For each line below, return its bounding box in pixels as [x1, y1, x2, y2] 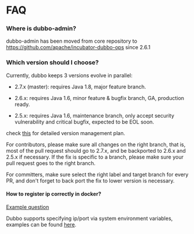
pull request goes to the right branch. [6, 159, 96, 167]
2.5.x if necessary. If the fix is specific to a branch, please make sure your [6, 153, 184, 160]
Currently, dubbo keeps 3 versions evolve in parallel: [6, 71, 133, 79]
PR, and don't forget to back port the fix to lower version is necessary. [6, 177, 175, 184]
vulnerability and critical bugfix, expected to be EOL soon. [14, 118, 154, 125]
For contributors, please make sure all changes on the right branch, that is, [6, 141, 186, 148]
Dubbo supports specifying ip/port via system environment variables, [6, 215, 173, 222]
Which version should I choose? [6, 58, 99, 67]
